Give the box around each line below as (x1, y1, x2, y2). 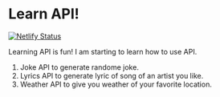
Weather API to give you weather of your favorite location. (19, 79, 213, 89)
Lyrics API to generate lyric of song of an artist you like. (19, 71, 204, 80)
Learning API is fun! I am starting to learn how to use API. (8, 46, 198, 56)
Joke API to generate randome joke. (19, 62, 139, 72)
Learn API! (8, 5, 80, 23)
